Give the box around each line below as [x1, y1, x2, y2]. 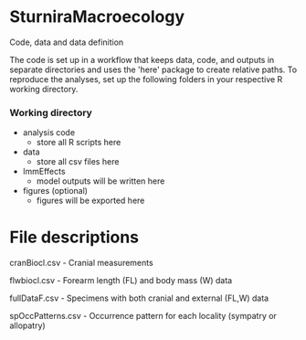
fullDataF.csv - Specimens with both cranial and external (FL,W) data [9, 292, 269, 303]
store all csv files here [36, 156, 120, 167]
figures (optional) [22, 186, 89, 197]
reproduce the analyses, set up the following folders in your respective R [9, 73, 283, 84]
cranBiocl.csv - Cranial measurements [9, 258, 153, 269]
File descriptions [9, 227, 140, 248]
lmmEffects [22, 166, 66, 177]
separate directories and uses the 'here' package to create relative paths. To [9, 64, 298, 75]
